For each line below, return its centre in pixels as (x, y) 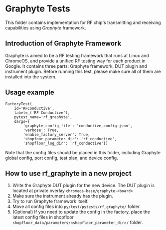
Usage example (30, 93)
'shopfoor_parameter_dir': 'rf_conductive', (70, 139)
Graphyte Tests (38, 9)
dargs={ (22, 121)
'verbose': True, (41, 130)
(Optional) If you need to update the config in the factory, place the (81, 212)
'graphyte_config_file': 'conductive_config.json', (78, 126)
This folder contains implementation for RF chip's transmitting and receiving (83, 22)
